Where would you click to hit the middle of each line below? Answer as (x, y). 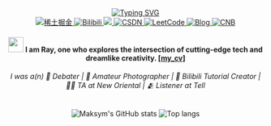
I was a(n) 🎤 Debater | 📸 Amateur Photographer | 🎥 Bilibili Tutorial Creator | (135, 77)
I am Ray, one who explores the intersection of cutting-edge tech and (144, 49)
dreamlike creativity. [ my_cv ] (135, 58)
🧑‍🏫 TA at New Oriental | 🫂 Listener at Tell (135, 86)
